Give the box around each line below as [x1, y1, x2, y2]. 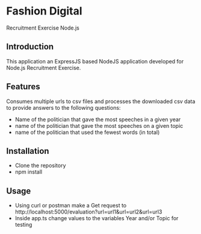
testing [14, 221, 32, 229]
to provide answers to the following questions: [6, 104, 121, 111]
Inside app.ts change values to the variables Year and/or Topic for [14, 215, 179, 222]
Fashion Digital [6, 4, 82, 18]
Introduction [6, 42, 54, 52]
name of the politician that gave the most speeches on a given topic [14, 122, 184, 129]
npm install [14, 168, 43, 175]
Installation [6, 146, 49, 156]
